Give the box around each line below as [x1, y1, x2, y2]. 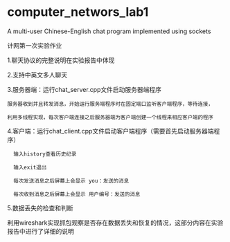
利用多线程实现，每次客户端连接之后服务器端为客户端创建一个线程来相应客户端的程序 [7, 113, 213, 121]
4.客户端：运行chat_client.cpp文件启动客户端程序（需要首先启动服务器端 [7, 127, 214, 135]
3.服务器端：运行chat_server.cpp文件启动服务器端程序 [7, 85, 161, 93]
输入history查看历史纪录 [13, 150, 77, 158]
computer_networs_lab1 [7, 4, 149, 20]
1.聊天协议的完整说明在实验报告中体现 [7, 56, 115, 64]
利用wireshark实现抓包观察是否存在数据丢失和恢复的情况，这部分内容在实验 [7, 218, 224, 227]
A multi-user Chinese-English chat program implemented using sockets [7, 27, 211, 35]
